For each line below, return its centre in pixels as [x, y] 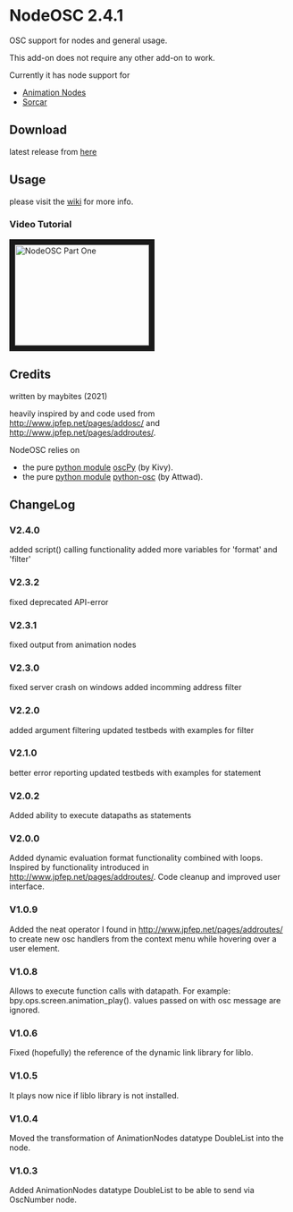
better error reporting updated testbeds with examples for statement [135, 772]
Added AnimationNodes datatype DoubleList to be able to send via [132, 1191]
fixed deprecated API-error [59, 602]
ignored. [25, 1010]
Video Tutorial [41, 225]
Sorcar [34, 102]
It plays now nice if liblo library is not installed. [94, 1095]
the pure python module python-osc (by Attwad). [113, 476]
